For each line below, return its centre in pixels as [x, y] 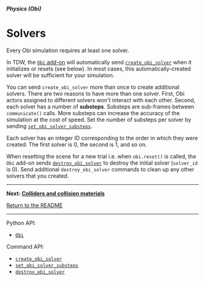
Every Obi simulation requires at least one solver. [68, 50]
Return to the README [34, 205]
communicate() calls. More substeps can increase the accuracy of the [93, 113]
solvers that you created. [38, 176]
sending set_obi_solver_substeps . [49, 126]
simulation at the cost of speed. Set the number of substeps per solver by [99, 119]
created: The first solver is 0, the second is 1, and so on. [77, 144]
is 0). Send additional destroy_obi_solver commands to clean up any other [100, 169]
